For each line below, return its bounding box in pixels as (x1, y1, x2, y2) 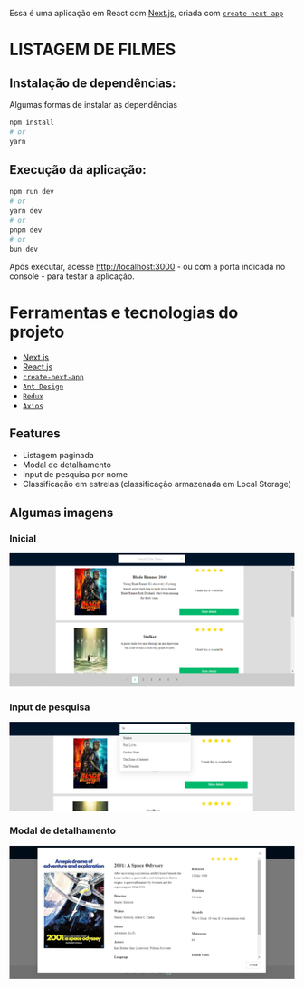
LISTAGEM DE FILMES (9, 40, 176, 60)
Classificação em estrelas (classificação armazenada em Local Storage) (22, 479, 292, 490)
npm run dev (9, 187, 54, 197)
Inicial (9, 532, 37, 544)
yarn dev (9, 206, 43, 216)
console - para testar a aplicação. (9, 271, 136, 282)
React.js (22, 361, 53, 372)
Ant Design (22, 382, 64, 391)
